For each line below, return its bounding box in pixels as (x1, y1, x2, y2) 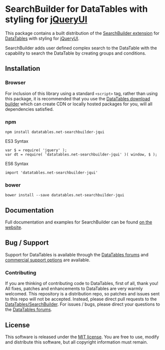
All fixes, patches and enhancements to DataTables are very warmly (5, 286, 143, 291)
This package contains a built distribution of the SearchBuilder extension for (5, 30, 160, 36)
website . (5, 224, 23, 230)
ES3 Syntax (5, 138, 29, 144)
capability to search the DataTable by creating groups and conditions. (5, 50, 146, 56)
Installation (5, 64, 40, 73)
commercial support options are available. (5, 257, 90, 263)
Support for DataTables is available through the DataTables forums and (5, 252, 149, 257)
